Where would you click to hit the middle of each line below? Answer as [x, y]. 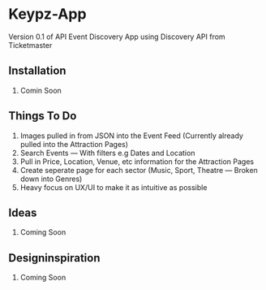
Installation [37, 71]
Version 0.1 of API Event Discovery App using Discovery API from [117, 37]
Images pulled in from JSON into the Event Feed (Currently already [131, 136]
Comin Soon [41, 90]
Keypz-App [47, 14]
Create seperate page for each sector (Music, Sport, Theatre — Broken [139, 170]
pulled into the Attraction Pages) [74, 144]
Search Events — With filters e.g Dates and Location [107, 153]
